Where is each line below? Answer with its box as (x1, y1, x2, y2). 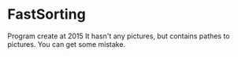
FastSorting (7, 5, 86, 23)
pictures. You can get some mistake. (7, 39, 126, 48)
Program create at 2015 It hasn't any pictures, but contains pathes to (7, 31, 230, 41)
